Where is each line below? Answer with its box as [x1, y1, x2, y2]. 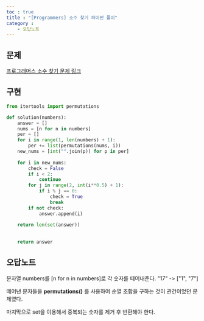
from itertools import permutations [6, 103, 99, 110]
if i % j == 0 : [38, 188, 78, 194]
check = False [28, 165, 64, 171]
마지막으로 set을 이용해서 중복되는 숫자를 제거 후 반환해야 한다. [6, 308, 155, 316]
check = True [49, 194, 83, 200]
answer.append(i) [38, 211, 83, 217]
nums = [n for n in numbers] [17, 125, 91, 132]
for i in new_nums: [17, 160, 67, 166]
